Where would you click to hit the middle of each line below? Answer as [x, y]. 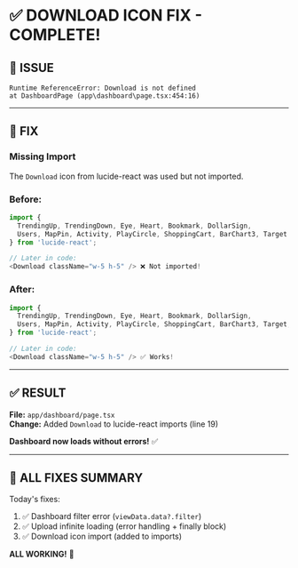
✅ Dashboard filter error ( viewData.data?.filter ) [112, 516]
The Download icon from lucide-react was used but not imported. [126, 176]
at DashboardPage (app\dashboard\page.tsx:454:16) [105, 96]
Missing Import [43, 156]
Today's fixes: [35, 500]
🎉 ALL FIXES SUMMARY [76, 478]
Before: [26, 199]
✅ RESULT [38, 393]
